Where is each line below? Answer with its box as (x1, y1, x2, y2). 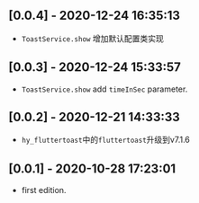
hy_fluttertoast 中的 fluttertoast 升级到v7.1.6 (21, 135, 191, 146)
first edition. (21, 185, 67, 196)
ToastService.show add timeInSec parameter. (21, 84, 188, 94)
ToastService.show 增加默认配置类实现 (21, 32, 164, 44)
